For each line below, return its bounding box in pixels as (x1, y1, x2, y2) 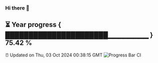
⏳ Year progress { (5, 20, 62, 29)
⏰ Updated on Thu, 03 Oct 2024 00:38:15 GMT (5, 52, 103, 58)
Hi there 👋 (5, 4, 30, 11)
